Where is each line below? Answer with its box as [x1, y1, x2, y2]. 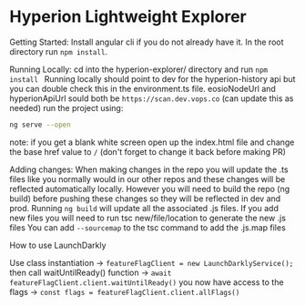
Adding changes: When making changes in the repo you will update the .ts [9, 164, 289, 175]
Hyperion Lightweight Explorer [9, 6, 248, 27]
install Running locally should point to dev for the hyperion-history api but [9, 73, 296, 84]
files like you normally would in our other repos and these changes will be [9, 173, 286, 184]
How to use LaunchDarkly [9, 240, 107, 250]
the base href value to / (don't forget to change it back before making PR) [9, 146, 287, 157]
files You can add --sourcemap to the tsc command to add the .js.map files [9, 221, 287, 233]
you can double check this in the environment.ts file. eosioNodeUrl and [9, 83, 276, 94]
